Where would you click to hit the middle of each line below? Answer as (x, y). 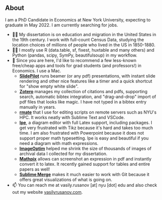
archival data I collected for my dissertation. (63, 154)
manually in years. (37, 107)
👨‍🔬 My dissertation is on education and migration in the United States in (84, 34)
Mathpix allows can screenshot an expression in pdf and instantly (85, 159)
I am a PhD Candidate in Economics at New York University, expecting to (78, 20)
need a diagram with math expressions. (59, 143)
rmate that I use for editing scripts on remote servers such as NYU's (88, 112)
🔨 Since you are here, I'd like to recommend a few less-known (74, 60)
